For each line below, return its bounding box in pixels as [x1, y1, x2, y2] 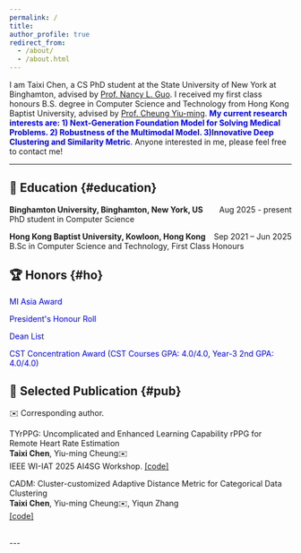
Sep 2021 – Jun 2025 [213, 230, 292, 242]
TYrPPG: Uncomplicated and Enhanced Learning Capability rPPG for [9, 428, 262, 439]
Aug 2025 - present [219, 203, 292, 215]
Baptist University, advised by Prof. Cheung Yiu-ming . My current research [9, 108, 288, 118]
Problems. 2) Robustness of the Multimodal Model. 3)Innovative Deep [9, 127, 274, 137]
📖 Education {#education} [9, 180, 158, 195]
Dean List [9, 331, 45, 341]
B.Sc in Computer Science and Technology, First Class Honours [9, 240, 245, 251]
